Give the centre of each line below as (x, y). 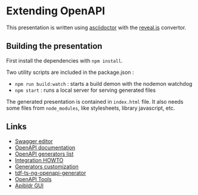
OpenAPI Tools (33, 179)
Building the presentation (54, 46)
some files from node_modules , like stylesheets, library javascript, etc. (91, 108)
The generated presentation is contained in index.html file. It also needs (95, 101)
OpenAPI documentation (45, 147)
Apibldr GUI (29, 185)
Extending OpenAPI (56, 11)
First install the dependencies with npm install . (65, 60)
